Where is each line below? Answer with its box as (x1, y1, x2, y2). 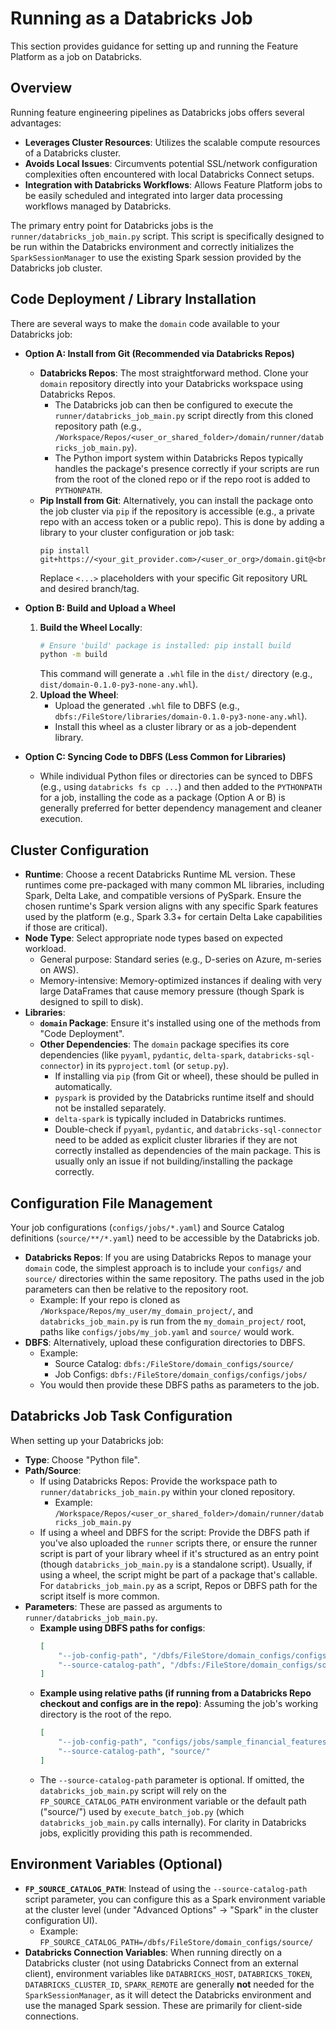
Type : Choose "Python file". (24, 1453, 140, 1466)
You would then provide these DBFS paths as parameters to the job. (39, 1378, 320, 1391)
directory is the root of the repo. (39, 1708, 172, 1721)
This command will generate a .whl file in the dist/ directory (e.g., (39, 668, 313, 680)
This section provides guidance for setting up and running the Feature (10, 40, 299, 52)
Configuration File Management (10, 1195, 213, 1212)
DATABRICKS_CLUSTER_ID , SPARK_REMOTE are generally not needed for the (24, 1978, 315, 1990)
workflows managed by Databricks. (24, 200, 172, 212)
